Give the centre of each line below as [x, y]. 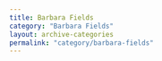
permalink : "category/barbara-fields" [81, 43]
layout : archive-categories [62, 34]
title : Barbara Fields [51, 17]
